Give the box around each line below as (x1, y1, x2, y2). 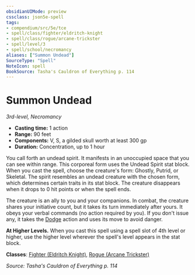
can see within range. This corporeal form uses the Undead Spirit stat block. (6, 161, 190, 168)
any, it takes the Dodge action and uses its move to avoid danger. (6, 216, 163, 223)
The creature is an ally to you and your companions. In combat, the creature (6, 197, 189, 204)
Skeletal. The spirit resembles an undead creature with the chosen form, (6, 174, 180, 181)
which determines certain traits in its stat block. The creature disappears (6, 179, 181, 186)
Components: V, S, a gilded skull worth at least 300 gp (14, 137, 147, 144)
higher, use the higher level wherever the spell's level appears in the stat (6, 233, 180, 240)
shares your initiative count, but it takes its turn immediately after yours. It (6, 203, 183, 211)
